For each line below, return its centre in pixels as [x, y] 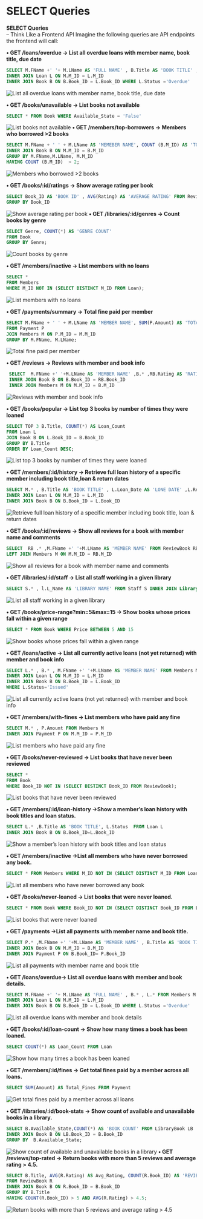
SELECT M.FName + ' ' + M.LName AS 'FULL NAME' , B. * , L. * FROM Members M [101, 994]
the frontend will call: [32, 41]
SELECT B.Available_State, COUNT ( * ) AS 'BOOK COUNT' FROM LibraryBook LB [100, 1129]
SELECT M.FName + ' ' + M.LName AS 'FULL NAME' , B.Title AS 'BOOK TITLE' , [102, 70]
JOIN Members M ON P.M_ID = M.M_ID [51, 334]
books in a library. [29, 1117]
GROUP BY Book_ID [28, 202]
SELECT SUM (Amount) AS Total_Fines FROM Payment [69, 1088]
